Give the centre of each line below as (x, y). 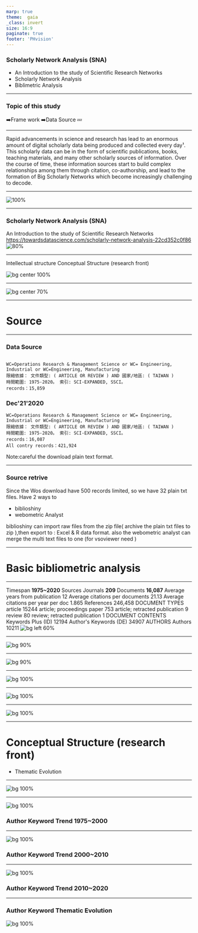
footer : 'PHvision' (30, 39)
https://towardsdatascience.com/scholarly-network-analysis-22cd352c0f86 (99, 240)
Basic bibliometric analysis (73, 568)
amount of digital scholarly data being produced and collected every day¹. (96, 145)
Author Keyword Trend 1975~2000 (57, 821)
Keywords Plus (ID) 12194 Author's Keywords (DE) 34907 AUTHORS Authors (99, 622)
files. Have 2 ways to (32, 497)
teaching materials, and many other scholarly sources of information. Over (96, 157)
